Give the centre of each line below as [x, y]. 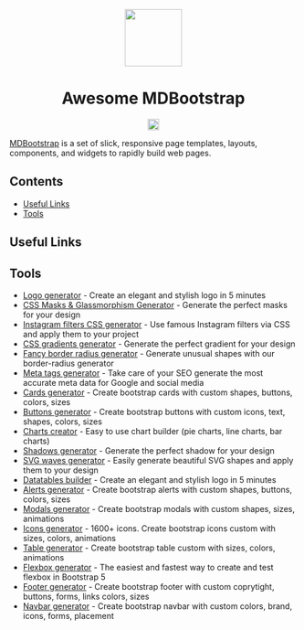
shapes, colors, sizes [63, 422]
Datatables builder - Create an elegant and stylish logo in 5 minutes [149, 479]
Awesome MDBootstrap [153, 98]
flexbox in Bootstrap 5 [64, 577]
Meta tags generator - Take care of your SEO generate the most [143, 373]
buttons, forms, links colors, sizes [86, 596]
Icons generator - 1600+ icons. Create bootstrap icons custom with [149, 528]
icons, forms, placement [68, 615]
